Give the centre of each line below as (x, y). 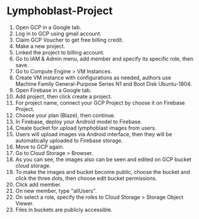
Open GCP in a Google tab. (48, 27)
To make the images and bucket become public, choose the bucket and (102, 172)
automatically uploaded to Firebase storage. (69, 140)
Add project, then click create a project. (63, 96)
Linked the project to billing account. (60, 52)
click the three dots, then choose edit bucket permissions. (86, 178)
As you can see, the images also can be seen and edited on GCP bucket (103, 159)
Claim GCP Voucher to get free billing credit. (69, 40)
